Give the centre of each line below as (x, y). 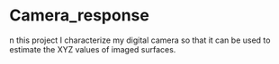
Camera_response (80, 16)
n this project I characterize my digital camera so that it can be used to (140, 40)
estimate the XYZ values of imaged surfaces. (93, 49)
